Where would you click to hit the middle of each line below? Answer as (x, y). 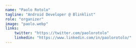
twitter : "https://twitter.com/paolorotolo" (62, 33)
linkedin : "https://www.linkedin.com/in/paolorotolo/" (73, 38)
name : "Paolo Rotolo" (28, 10)
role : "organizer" (24, 19)
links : (12, 28)
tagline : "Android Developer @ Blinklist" (50, 14)
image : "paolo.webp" (27, 24)
